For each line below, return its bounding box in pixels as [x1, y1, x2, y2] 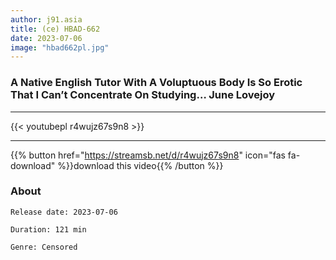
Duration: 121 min [10, 224, 87, 235]
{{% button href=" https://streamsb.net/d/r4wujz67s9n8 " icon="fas [10, 149, 286, 161]
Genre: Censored [10, 242, 78, 252]
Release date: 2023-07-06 [10, 207, 118, 217]
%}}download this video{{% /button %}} [57, 159, 224, 171]
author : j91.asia [10, 14, 83, 25]
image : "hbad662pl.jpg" [10, 42, 110, 53]
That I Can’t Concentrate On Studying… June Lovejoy [10, 88, 276, 102]
